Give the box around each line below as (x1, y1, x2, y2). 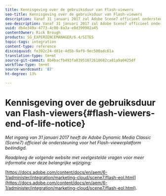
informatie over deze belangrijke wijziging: (5, 159, 92, 165)
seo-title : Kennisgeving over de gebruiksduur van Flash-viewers (5, 12, 142, 17)
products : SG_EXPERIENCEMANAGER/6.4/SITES (5, 35, 94, 40)
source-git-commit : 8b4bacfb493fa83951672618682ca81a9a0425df (5, 58, 136, 63)
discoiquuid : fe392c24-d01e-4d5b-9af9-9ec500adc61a (5, 48, 114, 53)
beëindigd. (5, 145, 27, 151)
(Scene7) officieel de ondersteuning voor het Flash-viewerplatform (5, 139, 142, 146)
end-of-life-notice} (5, 118, 85, 129)
